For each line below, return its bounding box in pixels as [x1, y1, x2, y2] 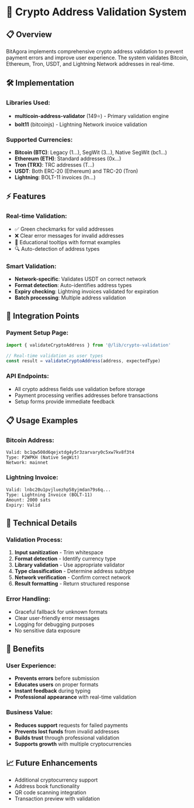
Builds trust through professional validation [14, 734, 120, 741]
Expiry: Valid [6, 502, 41, 508]
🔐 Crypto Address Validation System [6, 5, 187, 19]
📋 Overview [6, 29, 53, 39]
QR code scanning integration [14, 789, 86, 796]
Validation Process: [6, 536, 63, 544]
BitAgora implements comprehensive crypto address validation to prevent [6, 48, 183, 55]
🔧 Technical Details [6, 518, 78, 528]
